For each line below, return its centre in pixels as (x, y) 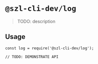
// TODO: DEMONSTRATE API (32, 57)
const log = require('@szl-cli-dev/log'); (49, 48)
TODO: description (36, 21)
